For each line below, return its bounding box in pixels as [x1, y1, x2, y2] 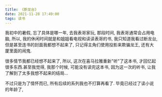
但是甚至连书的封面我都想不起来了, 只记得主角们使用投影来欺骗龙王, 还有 [5, 42, 150, 48]
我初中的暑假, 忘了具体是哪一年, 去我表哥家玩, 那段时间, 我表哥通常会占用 [5, 30, 150, 36]
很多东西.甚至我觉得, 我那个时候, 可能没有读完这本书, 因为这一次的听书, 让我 [5, 64, 156, 70]
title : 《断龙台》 [5, 7, 39, 12]
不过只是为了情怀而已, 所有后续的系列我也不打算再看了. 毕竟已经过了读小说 [5, 81, 154, 86]
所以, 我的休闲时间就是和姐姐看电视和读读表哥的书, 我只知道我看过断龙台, [11, 36, 158, 42]
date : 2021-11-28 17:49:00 [5, 12, 59, 16]
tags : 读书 [5, 16, 26, 21]
